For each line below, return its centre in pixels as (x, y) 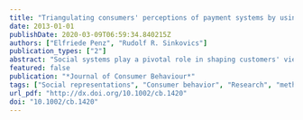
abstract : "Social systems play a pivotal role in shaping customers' (145, 60)
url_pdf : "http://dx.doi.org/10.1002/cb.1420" (98, 93)
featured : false (40, 69)
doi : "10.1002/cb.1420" (54, 102)
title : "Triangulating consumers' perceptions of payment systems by (143, 18)
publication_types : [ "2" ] (58, 51)
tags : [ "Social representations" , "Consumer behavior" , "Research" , (141, 85)
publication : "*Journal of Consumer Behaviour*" (102, 77)
